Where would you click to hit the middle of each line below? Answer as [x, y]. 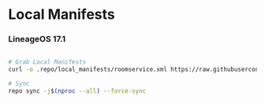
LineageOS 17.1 [37, 39]
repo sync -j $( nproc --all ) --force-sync [77, 91]
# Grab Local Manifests [47, 62]
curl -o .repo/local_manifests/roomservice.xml [88, 70]
